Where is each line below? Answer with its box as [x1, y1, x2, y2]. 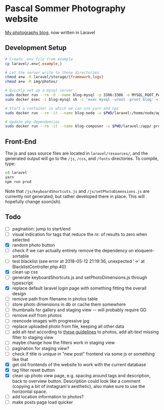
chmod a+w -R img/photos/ [5, 79, 58, 84]
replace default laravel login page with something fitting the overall [12, 285, 146, 291]
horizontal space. [12, 388, 47, 394]
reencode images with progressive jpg [12, 318, 89, 324]
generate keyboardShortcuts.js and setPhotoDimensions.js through [12, 274, 147, 280]
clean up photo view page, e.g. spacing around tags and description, [12, 372, 151, 378]
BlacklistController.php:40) [12, 264, 66, 270]
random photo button [12, 242, 55, 248]
